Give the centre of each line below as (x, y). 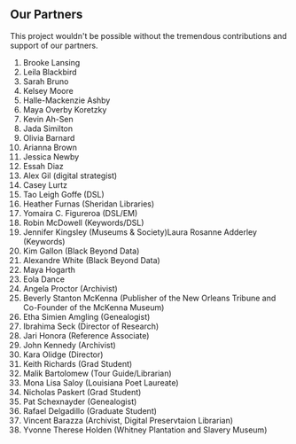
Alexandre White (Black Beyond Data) (91, 260)
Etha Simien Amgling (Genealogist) (86, 316)
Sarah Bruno (46, 81)
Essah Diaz (43, 166)
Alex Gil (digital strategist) (70, 175)
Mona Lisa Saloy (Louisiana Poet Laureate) (101, 382)
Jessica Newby (51, 156)
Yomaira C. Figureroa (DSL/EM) (80, 213)
